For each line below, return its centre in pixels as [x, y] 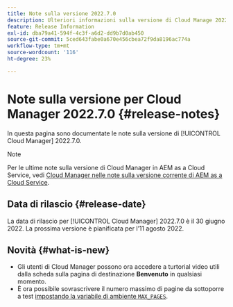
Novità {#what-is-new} [58, 250]
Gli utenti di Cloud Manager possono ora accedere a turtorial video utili [118, 267]
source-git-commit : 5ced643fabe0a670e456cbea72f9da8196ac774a [99, 40]
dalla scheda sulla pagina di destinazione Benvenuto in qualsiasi [110, 274]
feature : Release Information [51, 26]
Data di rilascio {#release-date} [77, 205]
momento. [32, 281]
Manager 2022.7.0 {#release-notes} [114, 114]
